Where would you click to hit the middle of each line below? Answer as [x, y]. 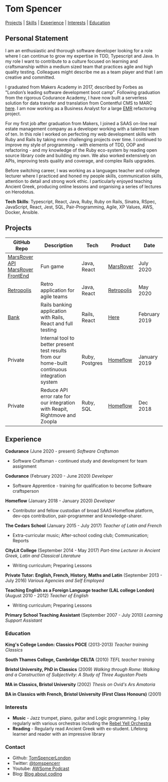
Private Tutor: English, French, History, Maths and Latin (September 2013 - [84, 575]
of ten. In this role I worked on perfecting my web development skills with [80, 134]
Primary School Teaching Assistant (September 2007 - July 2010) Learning [84, 615]
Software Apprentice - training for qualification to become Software [82, 486]
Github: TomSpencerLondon [41, 758]
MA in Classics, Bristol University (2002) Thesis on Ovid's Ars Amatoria [80, 684]
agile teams [54, 296]
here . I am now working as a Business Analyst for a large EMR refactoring [81, 108]
